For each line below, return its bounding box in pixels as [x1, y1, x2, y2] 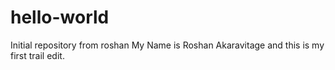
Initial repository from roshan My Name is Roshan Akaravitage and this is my [10, 39, 325, 51]
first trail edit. [10, 49, 65, 61]
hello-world [10, 6, 110, 29]
